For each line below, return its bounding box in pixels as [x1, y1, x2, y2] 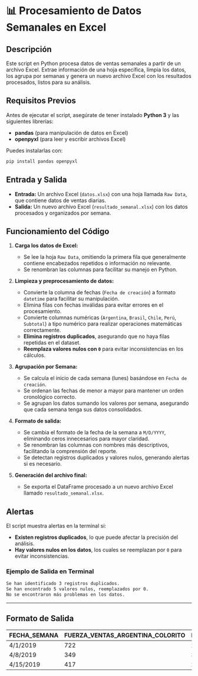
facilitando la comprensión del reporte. [23, 448, 118, 455]
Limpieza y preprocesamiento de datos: [14, 278, 114, 285]
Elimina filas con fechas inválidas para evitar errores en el [23, 301, 164, 308]
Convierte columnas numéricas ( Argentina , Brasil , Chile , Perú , [23, 314, 177, 321]
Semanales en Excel [6, 21, 107, 34]
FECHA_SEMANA [9, 631, 59, 639]
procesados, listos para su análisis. [6, 79, 91, 86]
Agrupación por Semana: [14, 363, 78, 370]
